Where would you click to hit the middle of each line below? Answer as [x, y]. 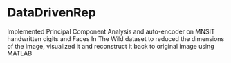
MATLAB [20, 53]
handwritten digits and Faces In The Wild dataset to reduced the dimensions [116, 38]
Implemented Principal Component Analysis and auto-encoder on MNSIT [111, 32]
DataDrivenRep [52, 13]
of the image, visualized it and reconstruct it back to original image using [111, 46]
